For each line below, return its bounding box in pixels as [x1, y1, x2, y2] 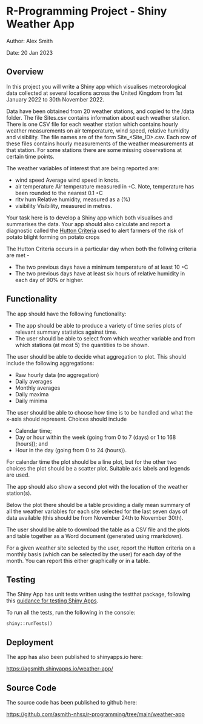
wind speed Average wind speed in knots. [15, 176, 120, 184]
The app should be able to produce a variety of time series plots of [15, 322, 182, 329]
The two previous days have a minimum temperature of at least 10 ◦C [15, 263, 188, 271]
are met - [6, 251, 30, 259]
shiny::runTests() [6, 621, 53, 627]
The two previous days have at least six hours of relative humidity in [15, 269, 185, 277]
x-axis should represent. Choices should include [6, 415, 127, 422]
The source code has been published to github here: [6, 699, 138, 706]
